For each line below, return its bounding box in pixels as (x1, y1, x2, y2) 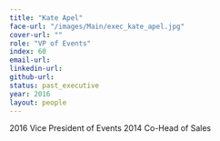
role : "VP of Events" (9, 38, 92, 48)
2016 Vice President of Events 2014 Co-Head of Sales (9, 123, 212, 134)
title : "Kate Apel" (9, 13, 84, 23)
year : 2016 (9, 89, 51, 98)
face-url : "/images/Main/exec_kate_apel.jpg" (9, 22, 185, 31)
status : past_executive (9, 81, 100, 90)
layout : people (9, 97, 67, 107)
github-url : (9, 73, 55, 82)
